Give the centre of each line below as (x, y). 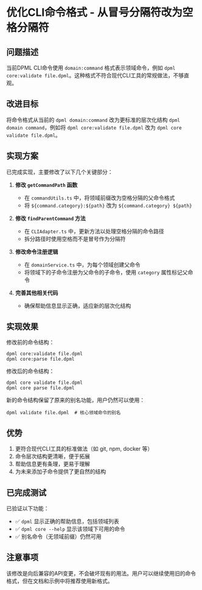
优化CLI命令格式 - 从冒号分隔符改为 (94, 12)
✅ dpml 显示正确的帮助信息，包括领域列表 (67, 521)
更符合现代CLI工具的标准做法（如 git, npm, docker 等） (84, 449)
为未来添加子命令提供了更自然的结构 (61, 471)
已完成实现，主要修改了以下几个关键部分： (60, 172)
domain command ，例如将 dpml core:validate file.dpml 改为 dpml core (94, 127)
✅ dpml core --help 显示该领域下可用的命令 (70, 529)
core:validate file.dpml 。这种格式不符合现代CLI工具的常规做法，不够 (95, 75)
